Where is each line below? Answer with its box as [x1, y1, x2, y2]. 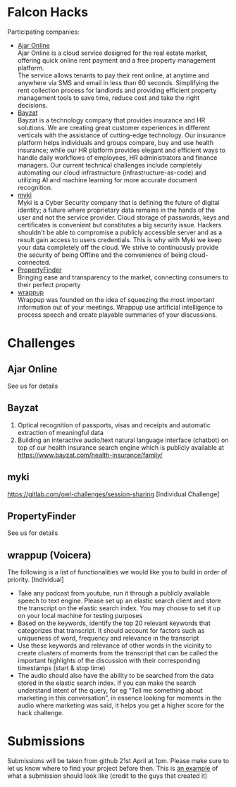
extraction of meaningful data [17, 428, 104, 436]
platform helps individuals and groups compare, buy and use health [17, 138, 213, 146]
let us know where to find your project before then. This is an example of [7, 764, 218, 773]
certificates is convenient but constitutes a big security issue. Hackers [17, 220, 222, 229]
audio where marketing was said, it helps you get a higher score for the [17, 701, 225, 710]
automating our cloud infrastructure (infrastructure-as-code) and [17, 168, 206, 177]
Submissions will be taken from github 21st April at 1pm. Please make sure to [7, 757, 230, 765]
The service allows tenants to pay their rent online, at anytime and [17, 71, 209, 80]
